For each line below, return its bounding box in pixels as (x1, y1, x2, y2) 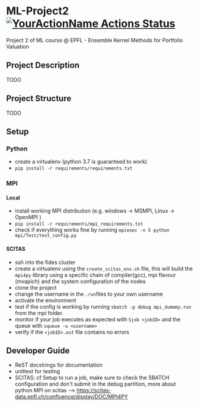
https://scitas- (76, 387, 111, 394)
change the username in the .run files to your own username (14, 290, 163, 297)
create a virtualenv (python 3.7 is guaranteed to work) (14, 158, 147, 165)
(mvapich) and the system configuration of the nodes (14, 278, 146, 285)
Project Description (6, 60, 80, 70)
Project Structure (6, 94, 71, 104)
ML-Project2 (6, 4, 69, 18)
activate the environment (14, 297, 76, 304)
